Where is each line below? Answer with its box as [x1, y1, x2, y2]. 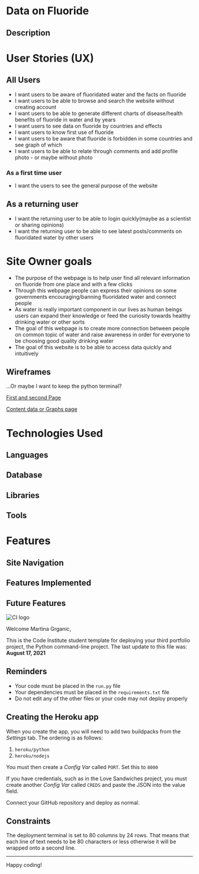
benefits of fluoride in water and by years [14, 116, 116, 123]
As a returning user [6, 199, 79, 209]
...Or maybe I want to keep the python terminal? [6, 382, 122, 390]
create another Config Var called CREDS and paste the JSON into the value [6, 781, 185, 788]
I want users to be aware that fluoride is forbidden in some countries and [14, 135, 192, 142]
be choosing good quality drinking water [14, 337, 114, 345]
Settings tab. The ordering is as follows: [6, 734, 103, 741]
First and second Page [6, 394, 61, 401]
